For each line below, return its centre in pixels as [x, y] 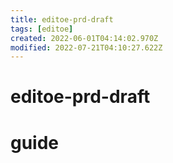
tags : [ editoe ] [42, 29]
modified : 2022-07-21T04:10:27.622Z [86, 47]
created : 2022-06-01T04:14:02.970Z [84, 38]
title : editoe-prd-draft [62, 19]
